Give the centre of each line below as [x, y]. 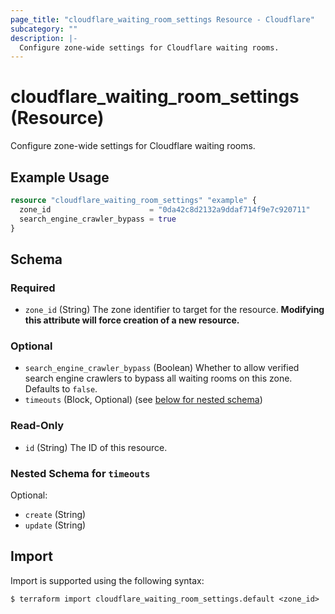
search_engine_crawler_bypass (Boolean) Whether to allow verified [162, 368]
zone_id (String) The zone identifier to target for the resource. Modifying [174, 310]
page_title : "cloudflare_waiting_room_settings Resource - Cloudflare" [162, 19]
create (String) [55, 515]
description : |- [44, 38]
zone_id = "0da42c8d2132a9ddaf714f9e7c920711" [165, 209]
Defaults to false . [61, 389]
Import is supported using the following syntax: [107, 580]
